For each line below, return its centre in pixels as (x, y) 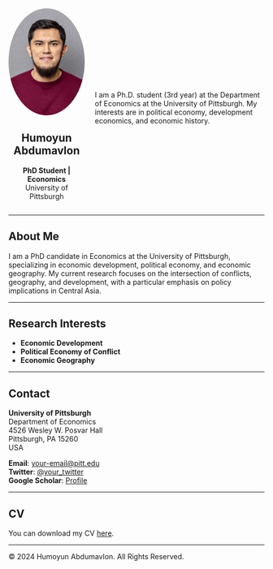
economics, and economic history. (152, 121)
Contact (29, 393)
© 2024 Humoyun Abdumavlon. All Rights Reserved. (96, 557)
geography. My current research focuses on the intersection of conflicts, (130, 273)
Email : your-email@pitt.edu (54, 463)
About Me (34, 237)
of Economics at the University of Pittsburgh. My (176, 104)
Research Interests (57, 323)
